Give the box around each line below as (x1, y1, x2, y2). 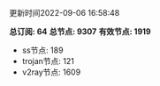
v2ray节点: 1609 (21, 67, 81, 77)
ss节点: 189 (21, 45, 64, 55)
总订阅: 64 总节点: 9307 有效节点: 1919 (9, 26, 152, 37)
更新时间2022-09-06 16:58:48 (9, 8, 120, 18)
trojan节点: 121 (21, 56, 75, 66)
